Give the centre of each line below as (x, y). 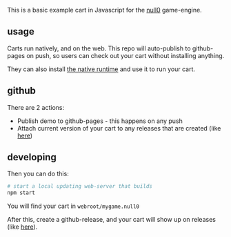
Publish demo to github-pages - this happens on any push (100, 121)
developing (32, 157)
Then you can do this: (38, 174)
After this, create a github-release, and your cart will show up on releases (111, 220)
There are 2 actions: (36, 107)
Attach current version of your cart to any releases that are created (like (119, 128)
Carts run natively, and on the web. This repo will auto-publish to (99, 48)
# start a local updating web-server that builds (80, 187)
